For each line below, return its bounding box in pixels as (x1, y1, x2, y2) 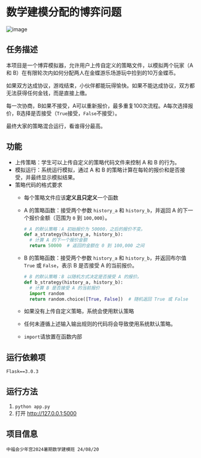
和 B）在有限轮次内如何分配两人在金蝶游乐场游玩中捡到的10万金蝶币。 (6, 69, 179, 76)
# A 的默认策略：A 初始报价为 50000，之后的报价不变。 (23, 226, 145, 232)
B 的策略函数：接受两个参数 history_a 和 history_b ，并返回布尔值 (23, 254, 187, 261)
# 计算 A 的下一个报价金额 (29, 237, 88, 243)
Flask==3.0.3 (6, 369, 39, 375)
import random (29, 290, 65, 297)
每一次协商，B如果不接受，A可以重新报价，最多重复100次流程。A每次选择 (6, 102, 188, 109)
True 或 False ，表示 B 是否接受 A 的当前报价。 (23, 262, 138, 269)
